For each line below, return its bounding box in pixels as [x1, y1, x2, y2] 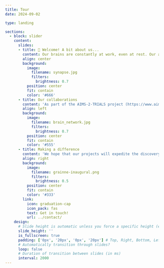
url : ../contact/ [26, 215, 62, 220]
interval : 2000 [18, 256, 49, 261]
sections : [5, 29, 25, 34]
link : [22, 197, 34, 202]
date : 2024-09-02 [5, 12, 41, 17]
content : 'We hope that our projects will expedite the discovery [22, 152, 161, 156]
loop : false [18, 247, 42, 251]
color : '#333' [26, 192, 56, 197]
